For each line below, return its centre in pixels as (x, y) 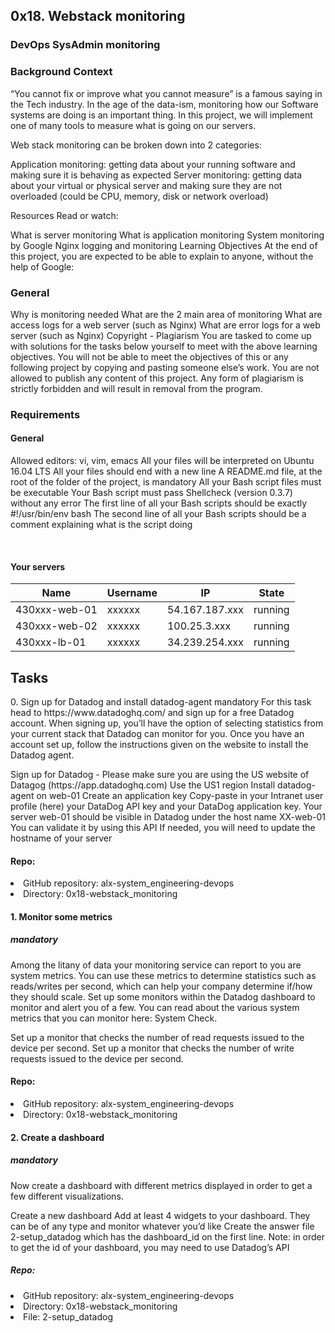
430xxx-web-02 (56, 626)
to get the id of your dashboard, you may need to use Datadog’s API (150, 1247)
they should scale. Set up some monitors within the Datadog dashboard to (163, 996)
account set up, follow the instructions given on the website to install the (159, 745)
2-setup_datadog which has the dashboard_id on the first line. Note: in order (168, 1236)
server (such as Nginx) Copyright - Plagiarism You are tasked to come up (161, 335)
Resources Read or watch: (64, 215)
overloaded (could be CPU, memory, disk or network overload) (139, 196)
